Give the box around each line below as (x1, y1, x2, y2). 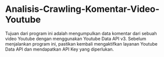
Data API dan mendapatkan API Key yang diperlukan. (5, 46, 114, 52)
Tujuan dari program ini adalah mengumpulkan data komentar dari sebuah (5, 30, 157, 36)
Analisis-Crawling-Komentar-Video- (5, 3, 160, 15)
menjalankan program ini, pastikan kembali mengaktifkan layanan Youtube (5, 41, 158, 47)
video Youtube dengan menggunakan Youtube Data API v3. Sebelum (5, 36, 146, 42)
